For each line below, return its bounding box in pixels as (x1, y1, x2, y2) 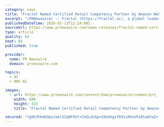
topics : (5, 70, 21, 75)
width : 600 (14, 97, 36, 102)
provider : (5, 52, 25, 57)
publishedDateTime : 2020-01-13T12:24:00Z (5, 20, 91, 26)
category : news (5, 7, 36, 12)
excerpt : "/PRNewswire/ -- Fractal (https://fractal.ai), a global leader (5, 16, 161, 21)
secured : (5, 115, 23, 120)
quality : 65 (5, 35, 29, 39)
